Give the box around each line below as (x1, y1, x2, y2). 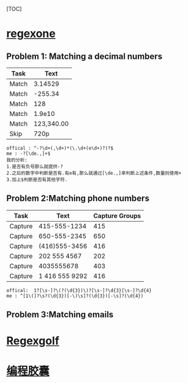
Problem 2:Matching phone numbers (6, 193, 150, 204)
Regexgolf (6, 334, 59, 348)
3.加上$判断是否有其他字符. (6, 177, 68, 183)
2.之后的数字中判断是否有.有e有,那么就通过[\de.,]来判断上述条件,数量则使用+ (6, 170, 182, 176)
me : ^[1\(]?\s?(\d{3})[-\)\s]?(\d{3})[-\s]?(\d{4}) (6, 293, 144, 299)
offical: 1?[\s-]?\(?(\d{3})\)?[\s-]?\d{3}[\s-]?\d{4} (6, 287, 152, 293)
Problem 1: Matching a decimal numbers (6, 51, 163, 61)
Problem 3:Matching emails (6, 309, 114, 320)
